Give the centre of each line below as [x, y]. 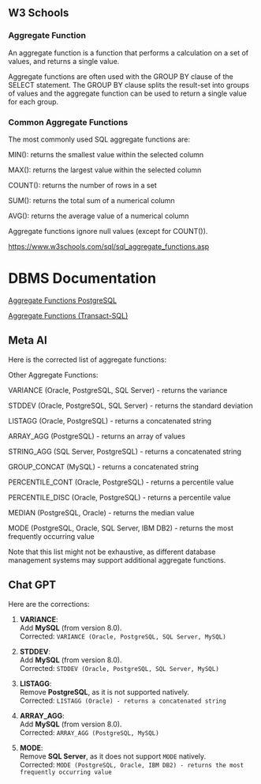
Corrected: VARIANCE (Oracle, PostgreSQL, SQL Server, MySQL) [123, 636]
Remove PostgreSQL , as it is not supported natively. [104, 692]
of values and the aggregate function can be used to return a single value [127, 93]
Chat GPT [32, 585]
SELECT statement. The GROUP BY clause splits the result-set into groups [129, 85]
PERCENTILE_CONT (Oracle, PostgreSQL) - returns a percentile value [121, 482]
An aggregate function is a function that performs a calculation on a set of [129, 53]
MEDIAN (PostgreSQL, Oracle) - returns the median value [101, 512]
